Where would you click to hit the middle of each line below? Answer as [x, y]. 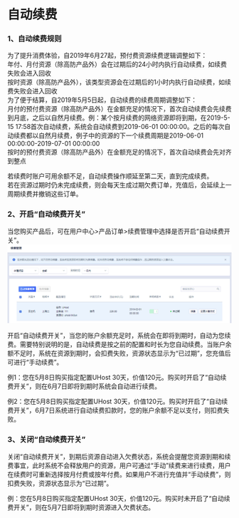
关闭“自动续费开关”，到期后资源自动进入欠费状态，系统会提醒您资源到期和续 [119, 456]
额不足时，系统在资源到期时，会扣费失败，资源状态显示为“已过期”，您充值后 [119, 353]
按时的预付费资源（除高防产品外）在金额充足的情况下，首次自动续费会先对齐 [119, 152]
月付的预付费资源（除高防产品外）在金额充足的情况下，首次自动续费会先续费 [119, 109]
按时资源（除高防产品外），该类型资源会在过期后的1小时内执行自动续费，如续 [119, 82]
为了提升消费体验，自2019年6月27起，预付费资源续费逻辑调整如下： [107, 56]
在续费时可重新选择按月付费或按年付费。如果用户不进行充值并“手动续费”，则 [119, 474]
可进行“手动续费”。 [35, 362]
